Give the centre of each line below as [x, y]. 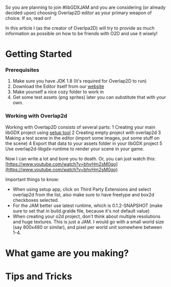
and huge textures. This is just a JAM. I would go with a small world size [88, 222]
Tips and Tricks [39, 277]
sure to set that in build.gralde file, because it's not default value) [81, 211]
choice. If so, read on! [28, 18]
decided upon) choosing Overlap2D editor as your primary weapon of [79, 13]
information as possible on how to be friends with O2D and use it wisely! [81, 33]
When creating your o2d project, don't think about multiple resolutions [87, 216]
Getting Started [39, 54]
